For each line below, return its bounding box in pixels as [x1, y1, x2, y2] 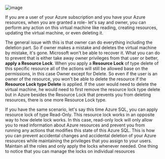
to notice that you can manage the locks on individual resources [5, 148, 135, 154]
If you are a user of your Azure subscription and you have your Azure [5, 14, 146, 20]
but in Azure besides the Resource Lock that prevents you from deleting [5, 92, 151, 97]
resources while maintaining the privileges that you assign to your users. [5, 138, 152, 144]
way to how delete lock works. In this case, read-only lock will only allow [5, 117, 153, 123]
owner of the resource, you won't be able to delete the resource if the [5, 76, 147, 82]
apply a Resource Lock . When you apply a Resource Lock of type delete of [5, 61, 159, 66]
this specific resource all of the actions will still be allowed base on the [5, 65, 148, 71]
